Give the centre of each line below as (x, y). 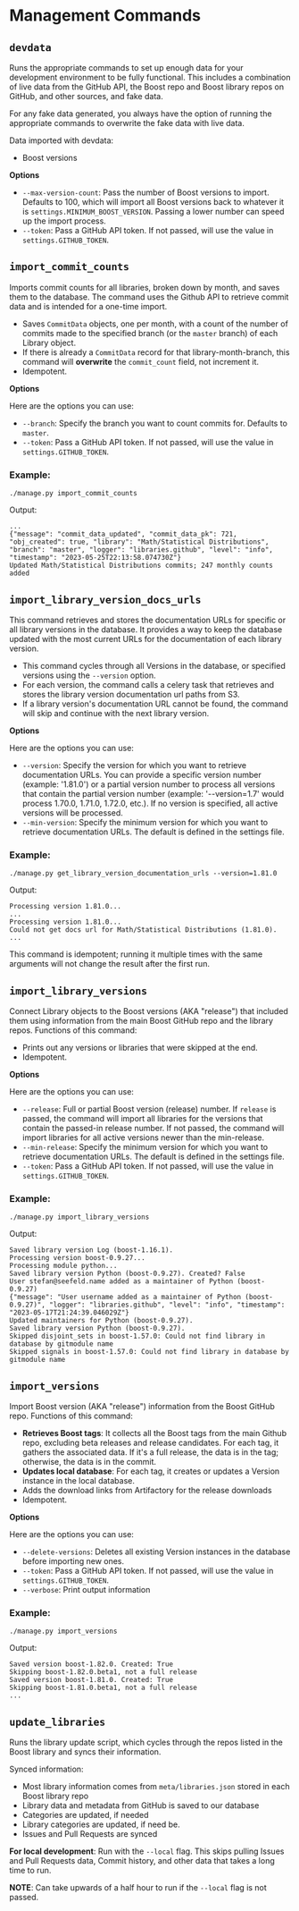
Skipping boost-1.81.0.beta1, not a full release (104, 1688)
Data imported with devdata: (62, 140)
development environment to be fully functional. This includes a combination (150, 77)
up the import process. (64, 221)
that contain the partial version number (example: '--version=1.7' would (153, 793)
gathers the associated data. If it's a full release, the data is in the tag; (150, 1452)
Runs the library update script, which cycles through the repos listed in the (146, 1742)
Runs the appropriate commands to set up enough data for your (126, 68)
